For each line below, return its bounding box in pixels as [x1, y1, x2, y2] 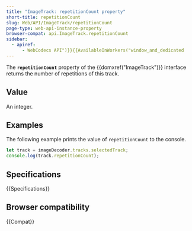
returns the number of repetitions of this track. [6, 69, 120, 77]
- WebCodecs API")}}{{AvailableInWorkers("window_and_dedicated [21, 48, 184, 53]
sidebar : [6, 36, 28, 42]
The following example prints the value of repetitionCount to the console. [6, 136, 187, 143]
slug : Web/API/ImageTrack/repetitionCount [6, 20, 113, 26]
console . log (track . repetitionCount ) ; [6, 153, 100, 159]
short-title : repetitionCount [6, 14, 81, 20]
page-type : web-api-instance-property [6, 25, 102, 31]
